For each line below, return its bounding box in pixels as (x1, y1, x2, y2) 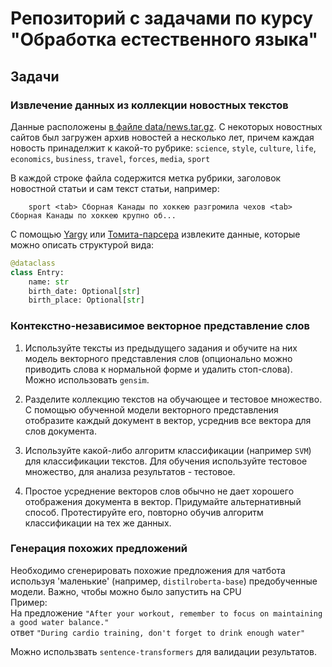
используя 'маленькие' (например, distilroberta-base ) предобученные (10, 575, 318, 587)
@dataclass (10, 258, 56, 268)
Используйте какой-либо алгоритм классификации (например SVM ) (24, 444, 312, 456)
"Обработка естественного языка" (10, 28, 318, 51)
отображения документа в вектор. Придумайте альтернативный (24, 495, 302, 507)
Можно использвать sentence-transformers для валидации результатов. (10, 645, 317, 657)
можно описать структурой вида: (10, 238, 155, 251)
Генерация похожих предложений (10, 542, 188, 556)
